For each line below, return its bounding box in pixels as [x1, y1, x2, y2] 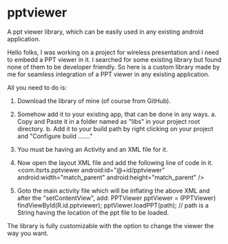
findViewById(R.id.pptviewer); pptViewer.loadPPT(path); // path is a [17, 201, 209, 209]
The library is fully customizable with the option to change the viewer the [7, 221, 214, 230]
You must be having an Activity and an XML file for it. [17, 145, 168, 153]
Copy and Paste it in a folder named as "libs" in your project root [17, 117, 200, 125]
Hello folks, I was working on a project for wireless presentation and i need [7, 48, 219, 56]
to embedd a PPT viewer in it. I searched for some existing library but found [7, 55, 222, 63]
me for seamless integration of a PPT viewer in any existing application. [7, 70, 210, 78]
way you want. [7, 229, 49, 237]
